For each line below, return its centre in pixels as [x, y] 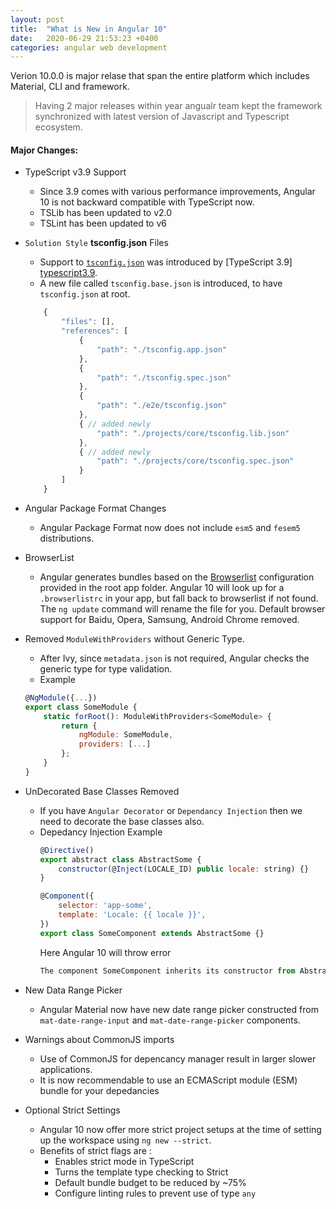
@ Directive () [67, 850]
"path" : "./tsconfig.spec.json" [164, 377]
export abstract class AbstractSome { [120, 859]
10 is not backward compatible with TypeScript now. [147, 202]
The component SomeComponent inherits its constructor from [167, 971]
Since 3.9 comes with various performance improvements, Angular [177, 192]
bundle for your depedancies [99, 1090]
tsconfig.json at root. [85, 294]
